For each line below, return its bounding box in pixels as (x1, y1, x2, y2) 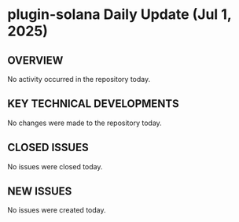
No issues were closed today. (7, 161, 103, 171)
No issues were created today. (7, 205, 106, 215)
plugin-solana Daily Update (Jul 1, (7, 6, 232, 24)
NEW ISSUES (7, 185, 72, 198)
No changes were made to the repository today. (7, 118, 162, 128)
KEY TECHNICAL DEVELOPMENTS (7, 97, 179, 111)
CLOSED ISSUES (7, 141, 89, 154)
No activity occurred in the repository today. (7, 75, 151, 83)
